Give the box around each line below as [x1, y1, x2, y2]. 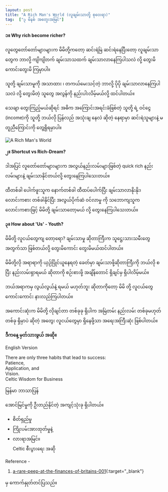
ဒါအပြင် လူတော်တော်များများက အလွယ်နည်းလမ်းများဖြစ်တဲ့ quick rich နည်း [5, 163, 153, 169]
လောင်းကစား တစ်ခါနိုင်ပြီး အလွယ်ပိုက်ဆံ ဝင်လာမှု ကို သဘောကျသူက [5, 197, 140, 203]
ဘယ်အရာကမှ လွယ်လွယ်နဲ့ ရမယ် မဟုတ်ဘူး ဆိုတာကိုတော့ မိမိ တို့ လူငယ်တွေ [5, 284, 153, 290]
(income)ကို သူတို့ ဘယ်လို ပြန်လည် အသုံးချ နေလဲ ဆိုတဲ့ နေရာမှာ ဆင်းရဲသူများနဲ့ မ [5, 115, 163, 121]
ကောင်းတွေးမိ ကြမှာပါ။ [5, 67, 51, 73]
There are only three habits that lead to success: [5, 354, 106, 361]
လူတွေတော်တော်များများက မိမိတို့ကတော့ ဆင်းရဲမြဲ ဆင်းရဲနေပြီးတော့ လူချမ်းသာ [5, 47, 159, 53]
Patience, [5, 360, 25, 366]
